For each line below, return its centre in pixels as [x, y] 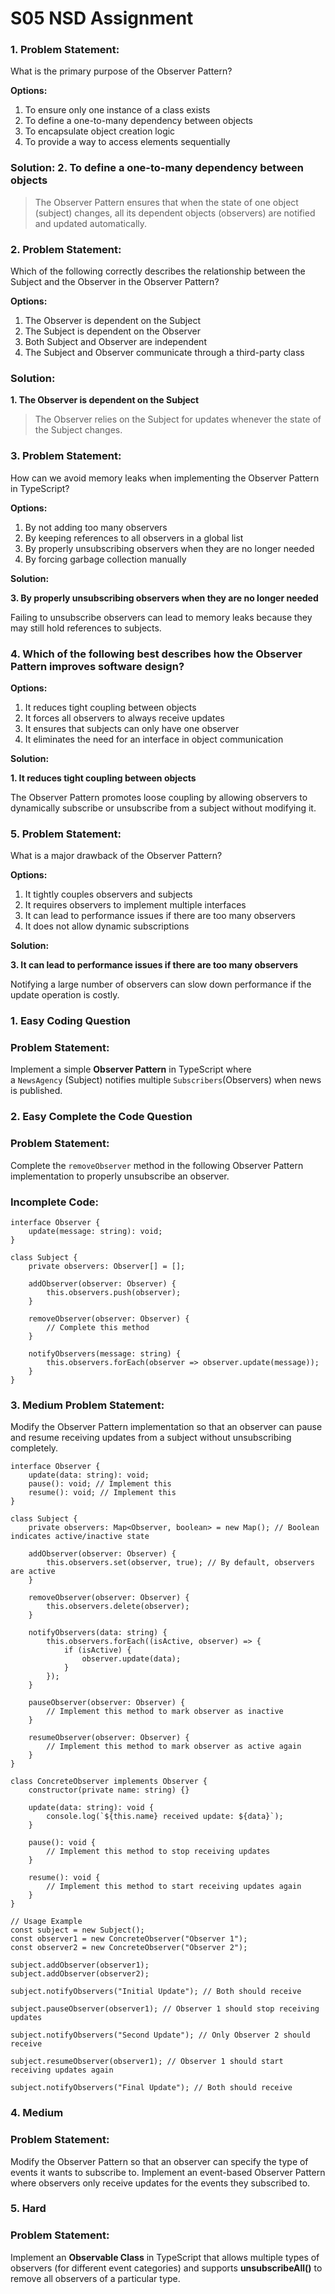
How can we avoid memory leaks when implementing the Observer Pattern [165, 478]
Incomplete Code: [54, 1202]
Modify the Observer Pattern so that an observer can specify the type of [159, 2161]
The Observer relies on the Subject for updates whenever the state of [178, 419]
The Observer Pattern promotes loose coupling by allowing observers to [159, 797]
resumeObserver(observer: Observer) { [109, 1738]
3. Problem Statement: [66, 456]
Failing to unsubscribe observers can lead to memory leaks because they [161, 617]
